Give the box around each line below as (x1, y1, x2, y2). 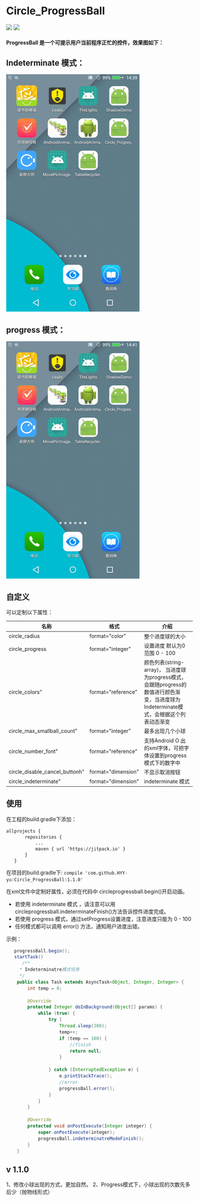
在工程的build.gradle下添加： (6, 815, 77, 822)
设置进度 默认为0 (144, 642, 185, 649)
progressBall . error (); (59, 1085, 115, 1091)
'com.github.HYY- (85, 870, 128, 876)
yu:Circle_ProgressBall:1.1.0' (6, 876, 84, 882)
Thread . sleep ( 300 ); (59, 1023, 108, 1029)
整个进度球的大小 (144, 633, 186, 640)
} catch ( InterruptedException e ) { (48, 1067, 139, 1073)
